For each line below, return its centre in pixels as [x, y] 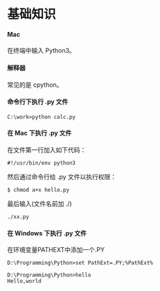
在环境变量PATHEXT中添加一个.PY [56, 250]
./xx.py [18, 217]
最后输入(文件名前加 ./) [40, 203]
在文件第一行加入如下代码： [47, 150]
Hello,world [24, 281]
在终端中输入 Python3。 [42, 51]
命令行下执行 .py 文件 [38, 102]
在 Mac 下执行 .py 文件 [39, 133]
